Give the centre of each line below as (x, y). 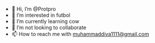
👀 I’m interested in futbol (41, 15)
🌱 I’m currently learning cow (45, 21)
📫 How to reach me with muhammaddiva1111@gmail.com (80, 34)
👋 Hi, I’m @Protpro (34, 9)
